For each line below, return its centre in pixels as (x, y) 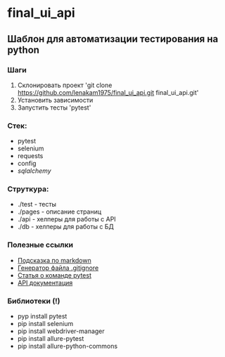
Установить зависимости (55, 100)
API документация (45, 283)
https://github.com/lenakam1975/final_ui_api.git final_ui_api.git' (108, 92)
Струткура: (28, 189)
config (27, 164)
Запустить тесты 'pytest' (54, 108)
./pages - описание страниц (59, 212)
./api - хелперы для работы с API (66, 219)
